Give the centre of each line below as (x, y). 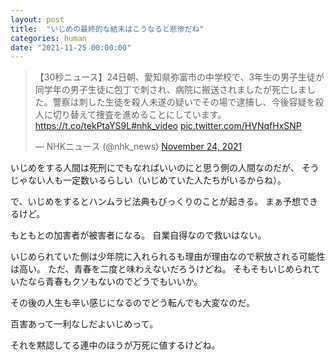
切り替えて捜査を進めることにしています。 (139, 115)
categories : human (48, 38)
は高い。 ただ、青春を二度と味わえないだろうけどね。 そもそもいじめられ (161, 269)
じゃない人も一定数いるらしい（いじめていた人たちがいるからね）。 (148, 180)
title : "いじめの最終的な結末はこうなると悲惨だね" (107, 29)
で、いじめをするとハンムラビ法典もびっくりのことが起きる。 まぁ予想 (156, 202)
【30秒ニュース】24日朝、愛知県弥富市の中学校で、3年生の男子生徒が (179, 77)
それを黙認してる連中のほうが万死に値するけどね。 (115, 345)
